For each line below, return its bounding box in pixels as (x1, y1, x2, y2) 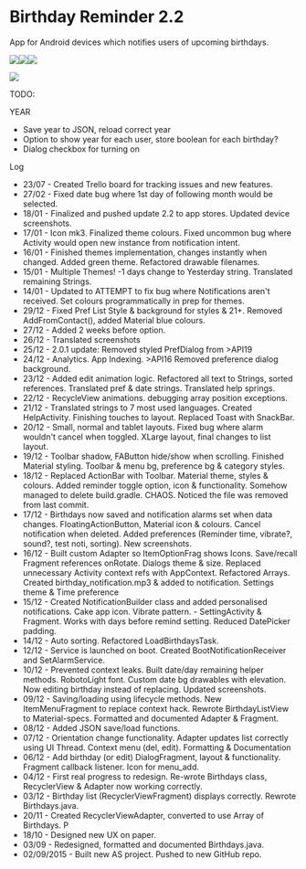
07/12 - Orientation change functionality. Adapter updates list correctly (22, 732, 290, 743)
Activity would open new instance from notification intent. (22, 237, 240, 248)
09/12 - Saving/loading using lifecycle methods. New (22, 693, 222, 705)
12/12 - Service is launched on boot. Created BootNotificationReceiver (22, 644, 287, 655)
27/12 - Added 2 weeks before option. (22, 324, 166, 335)
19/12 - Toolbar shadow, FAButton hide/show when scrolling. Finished (22, 450, 285, 461)
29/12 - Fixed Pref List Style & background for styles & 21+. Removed (22, 304, 283, 316)
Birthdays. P (22, 820, 69, 831)
